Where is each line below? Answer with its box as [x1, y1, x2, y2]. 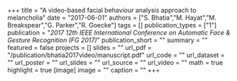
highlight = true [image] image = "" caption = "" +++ [7, 66, 160, 74]
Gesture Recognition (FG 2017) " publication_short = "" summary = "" [7, 36, 208, 44]
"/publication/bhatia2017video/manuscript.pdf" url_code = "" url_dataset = [7, 51, 225, 59]
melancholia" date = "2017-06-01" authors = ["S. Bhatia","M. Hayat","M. [7, 13, 216, 22]
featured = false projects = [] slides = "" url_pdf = [7, 44, 153, 51]
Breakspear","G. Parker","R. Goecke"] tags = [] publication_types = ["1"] [7, 21, 217, 29]
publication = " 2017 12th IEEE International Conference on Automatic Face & [7, 28, 231, 37]
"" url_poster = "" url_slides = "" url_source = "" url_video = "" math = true [7, 58, 224, 66]
